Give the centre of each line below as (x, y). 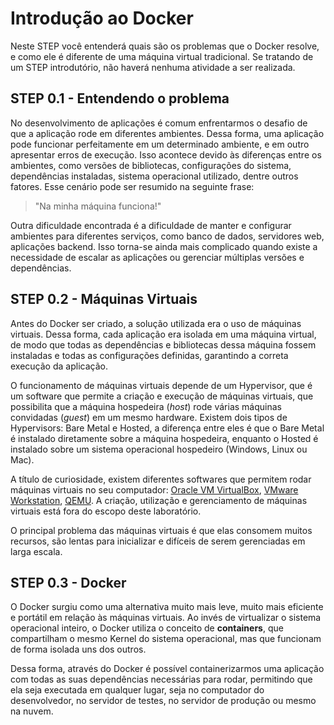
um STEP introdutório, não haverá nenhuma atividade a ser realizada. (153, 67)
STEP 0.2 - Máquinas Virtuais (104, 299)
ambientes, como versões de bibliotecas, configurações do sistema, (151, 165)
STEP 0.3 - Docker (68, 582)
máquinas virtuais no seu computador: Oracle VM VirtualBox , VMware (154, 489)
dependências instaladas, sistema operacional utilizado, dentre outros (154, 176)
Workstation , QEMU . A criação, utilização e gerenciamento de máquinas (159, 500)
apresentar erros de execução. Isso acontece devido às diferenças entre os (166, 154)
